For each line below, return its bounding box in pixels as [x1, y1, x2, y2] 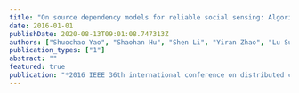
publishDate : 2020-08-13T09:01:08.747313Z [9, 29, 169, 38]
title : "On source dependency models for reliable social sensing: [9, 12, 265, 22]
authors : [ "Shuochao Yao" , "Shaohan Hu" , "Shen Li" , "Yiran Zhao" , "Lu [9, 37, 280, 47]
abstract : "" [9, 54, 58, 63]
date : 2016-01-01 [9, 21, 74, 30]
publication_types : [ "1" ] [9, 46, 105, 55]
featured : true [9, 63, 66, 72]
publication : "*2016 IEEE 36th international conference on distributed [9, 71, 285, 80]
